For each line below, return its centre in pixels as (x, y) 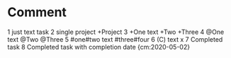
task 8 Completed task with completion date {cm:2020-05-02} (98, 47)
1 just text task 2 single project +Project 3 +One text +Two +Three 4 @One (116, 32)
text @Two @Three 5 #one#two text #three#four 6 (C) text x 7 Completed (115, 39)
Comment (37, 12)
